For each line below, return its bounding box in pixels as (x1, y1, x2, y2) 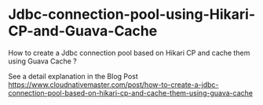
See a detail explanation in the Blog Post (8, 71, 139, 81)
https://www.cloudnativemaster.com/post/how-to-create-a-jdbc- (8, 80, 219, 89)
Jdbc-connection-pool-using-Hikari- (8, 5, 256, 24)
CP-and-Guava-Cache (8, 22, 158, 40)
